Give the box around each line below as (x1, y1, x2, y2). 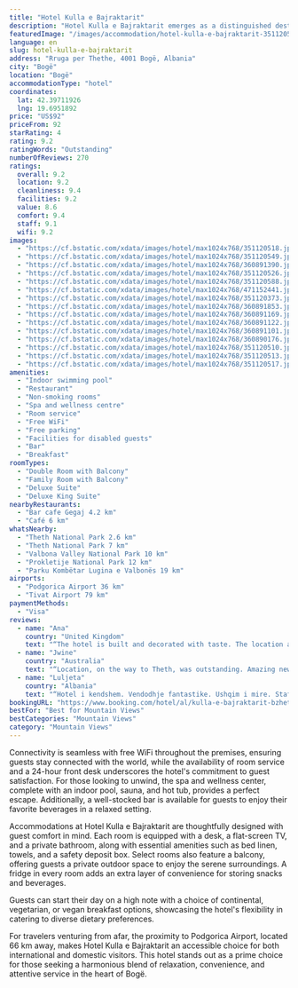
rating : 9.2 (9, 137, 53, 146)
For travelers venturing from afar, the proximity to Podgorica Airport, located (9, 930, 288, 941)
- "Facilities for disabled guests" (17, 434, 153, 443)
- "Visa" (17, 607, 50, 616)
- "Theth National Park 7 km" (17, 541, 129, 550)
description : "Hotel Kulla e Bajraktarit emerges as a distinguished (9, 21, 272, 30)
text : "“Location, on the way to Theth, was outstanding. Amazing (25, 665, 276, 674)
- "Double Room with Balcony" (17, 467, 129, 476)
